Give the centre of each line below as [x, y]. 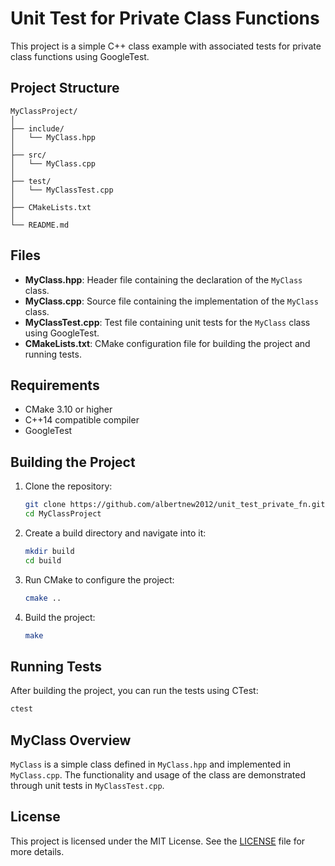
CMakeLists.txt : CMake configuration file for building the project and [167, 343]
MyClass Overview [71, 740]
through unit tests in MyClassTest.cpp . [87, 785]
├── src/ [28, 155]
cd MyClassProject [63, 514]
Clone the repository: [68, 486]
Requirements [55, 385]
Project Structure [65, 88]
